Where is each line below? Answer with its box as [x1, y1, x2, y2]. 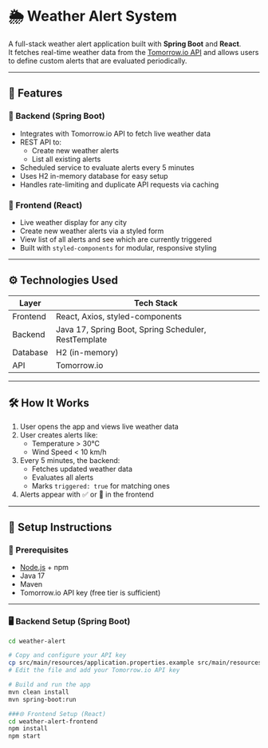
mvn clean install [8, 688, 69, 696]
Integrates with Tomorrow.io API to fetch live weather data [19, 129, 211, 138]
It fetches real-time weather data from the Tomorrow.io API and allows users [8, 47, 259, 57]
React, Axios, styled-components [55, 311, 182, 322]
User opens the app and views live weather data [19, 421, 179, 431]
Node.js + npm [19, 563, 69, 572]
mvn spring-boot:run [8, 695, 77, 703]
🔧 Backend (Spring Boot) [8, 110, 105, 121]
